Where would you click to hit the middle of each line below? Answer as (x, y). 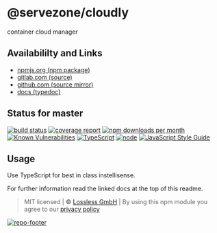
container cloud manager (43, 32)
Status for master (45, 114)
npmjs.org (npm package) (53, 69)
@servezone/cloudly (68, 13)
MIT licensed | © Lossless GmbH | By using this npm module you (116, 202)
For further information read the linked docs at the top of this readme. (105, 189)
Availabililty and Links (55, 53)
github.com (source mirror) (55, 85)
